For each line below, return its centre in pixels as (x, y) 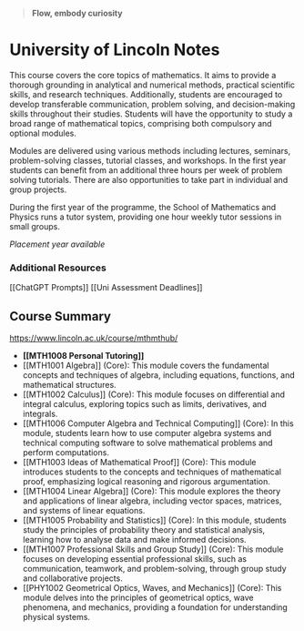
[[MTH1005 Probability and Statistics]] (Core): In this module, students (154, 520)
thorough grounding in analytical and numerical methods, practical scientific (152, 85)
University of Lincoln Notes (115, 50)
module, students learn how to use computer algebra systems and (147, 433)
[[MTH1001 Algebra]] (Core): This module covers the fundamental (146, 366)
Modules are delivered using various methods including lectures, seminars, (150, 150)
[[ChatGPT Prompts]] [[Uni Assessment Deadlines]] (106, 288)
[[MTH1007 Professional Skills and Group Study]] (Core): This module (153, 549)
